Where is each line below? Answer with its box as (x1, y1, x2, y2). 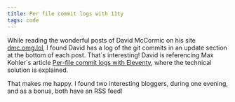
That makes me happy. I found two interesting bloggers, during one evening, (7, 79, 228, 87)
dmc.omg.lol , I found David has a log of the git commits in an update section (7, 43, 228, 52)
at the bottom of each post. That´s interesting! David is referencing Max (7, 50, 214, 59)
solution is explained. (7, 66, 69, 74)
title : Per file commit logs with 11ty (7, 10, 124, 17)
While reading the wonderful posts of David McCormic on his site (7, 36, 196, 44)
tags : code (7, 17, 39, 24)
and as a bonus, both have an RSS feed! (7, 87, 123, 95)
